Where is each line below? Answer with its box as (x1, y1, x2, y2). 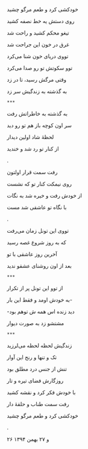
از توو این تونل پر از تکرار (7, 285, 63, 291)
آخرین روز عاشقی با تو (7, 251, 58, 257)
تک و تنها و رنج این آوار (7, 354, 57, 361)
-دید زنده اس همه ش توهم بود (7, 308, 75, 315)
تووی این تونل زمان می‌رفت (7, 227, 69, 234)
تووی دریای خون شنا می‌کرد (7, 53, 69, 60)
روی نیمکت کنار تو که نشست (7, 180, 72, 187)
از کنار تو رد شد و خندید (7, 145, 59, 152)
